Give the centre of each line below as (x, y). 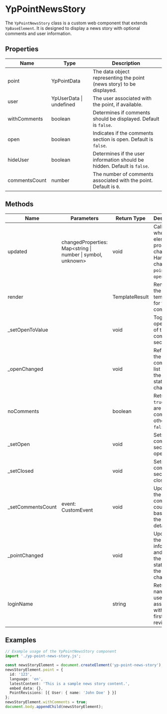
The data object (111, 72)
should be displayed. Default (126, 119)
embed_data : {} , (26, 688)
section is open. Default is (123, 139)
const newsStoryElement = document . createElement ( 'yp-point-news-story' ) (83, 665)
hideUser (18, 160)
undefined (63, 104)
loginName (20, 604)
